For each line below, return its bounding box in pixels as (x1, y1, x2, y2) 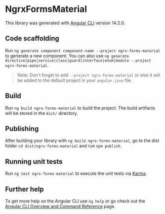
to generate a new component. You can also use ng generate (5, 53, 129, 59)
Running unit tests (5, 157, 63, 166)
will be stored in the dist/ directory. (5, 110, 78, 116)
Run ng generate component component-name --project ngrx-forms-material (5, 47, 161, 53)
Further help (5, 185, 44, 193)
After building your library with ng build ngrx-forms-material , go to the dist (5, 138, 160, 143)
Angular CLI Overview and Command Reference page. (5, 204, 116, 209)
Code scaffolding (5, 34, 59, 43)
